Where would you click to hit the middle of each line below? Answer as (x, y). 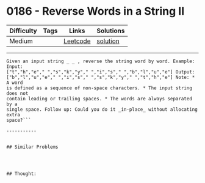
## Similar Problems (33, 147)
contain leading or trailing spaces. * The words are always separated (99, 99)
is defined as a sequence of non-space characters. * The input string (99, 88)
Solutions (111, 31)
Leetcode (77, 41)
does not (17, 93)
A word (15, 83)
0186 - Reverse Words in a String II (95, 11)
